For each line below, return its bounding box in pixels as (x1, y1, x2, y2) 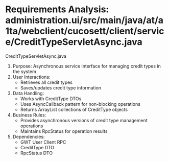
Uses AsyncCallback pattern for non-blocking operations (20, 101, 140, 107)
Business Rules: (12, 111, 46, 118)
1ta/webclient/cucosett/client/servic (5, 26, 164, 37)
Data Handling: (12, 90, 44, 96)
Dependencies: (12, 133, 45, 140)
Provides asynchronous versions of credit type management (20, 117, 148, 123)
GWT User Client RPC (20, 139, 66, 145)
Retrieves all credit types (20, 79, 73, 85)
